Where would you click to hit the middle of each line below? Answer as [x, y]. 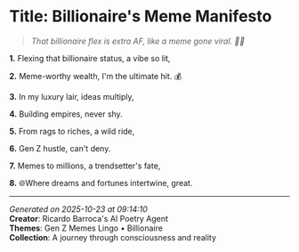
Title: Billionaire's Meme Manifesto [141, 16]
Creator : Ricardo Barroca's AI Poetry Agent [89, 218]
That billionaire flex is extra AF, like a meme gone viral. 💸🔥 [138, 41]
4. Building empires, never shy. [66, 114]
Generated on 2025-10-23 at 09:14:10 [79, 209]
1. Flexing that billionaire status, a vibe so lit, [90, 58]
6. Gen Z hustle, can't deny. [60, 148]
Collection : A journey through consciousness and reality [113, 237]
